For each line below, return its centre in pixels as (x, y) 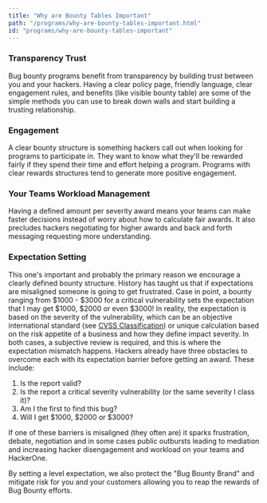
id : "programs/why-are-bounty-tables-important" (90, 30)
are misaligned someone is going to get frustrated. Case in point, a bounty (130, 291)
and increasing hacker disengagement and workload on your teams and (126, 449)
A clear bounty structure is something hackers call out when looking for (126, 147)
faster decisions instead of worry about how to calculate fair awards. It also (132, 219)
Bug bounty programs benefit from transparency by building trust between (131, 76)
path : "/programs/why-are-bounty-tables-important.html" (105, 23)
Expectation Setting (47, 257)
